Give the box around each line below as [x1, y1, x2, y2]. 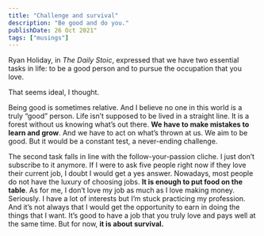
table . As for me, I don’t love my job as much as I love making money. [8, 185, 235, 195]
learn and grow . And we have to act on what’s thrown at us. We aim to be [8, 128, 248, 138]
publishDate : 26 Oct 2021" [8, 26, 98, 34]
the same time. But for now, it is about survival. [8, 219, 164, 229]
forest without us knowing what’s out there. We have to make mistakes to [8, 120, 250, 129]
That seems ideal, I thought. [8, 88, 100, 97]
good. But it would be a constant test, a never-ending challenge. [8, 136, 218, 147]
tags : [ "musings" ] [8, 33, 69, 42]
